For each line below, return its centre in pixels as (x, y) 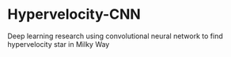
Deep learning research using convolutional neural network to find (115, 36)
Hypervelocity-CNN (74, 14)
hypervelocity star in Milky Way (59, 44)
